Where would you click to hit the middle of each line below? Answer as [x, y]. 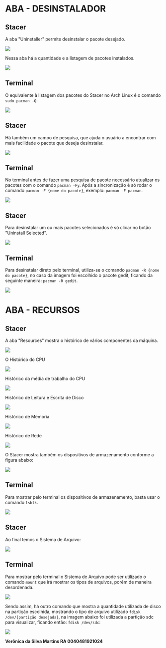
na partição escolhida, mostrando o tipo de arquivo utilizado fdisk [73, 612]
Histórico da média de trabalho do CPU [45, 379]
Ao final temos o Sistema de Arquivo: [43, 539]
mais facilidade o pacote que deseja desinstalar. [54, 143]
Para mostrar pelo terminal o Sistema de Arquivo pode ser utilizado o [76, 577]
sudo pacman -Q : [22, 100]
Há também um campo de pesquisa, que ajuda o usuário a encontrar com [81, 137]
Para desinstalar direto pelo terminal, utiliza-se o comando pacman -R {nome [82, 270]
